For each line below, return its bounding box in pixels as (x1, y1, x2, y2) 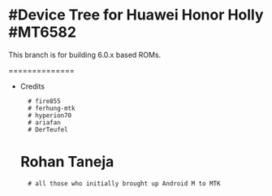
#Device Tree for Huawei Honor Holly (8, 6, 264, 24)
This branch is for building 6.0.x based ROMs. (8, 50, 162, 59)
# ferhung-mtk (28, 104, 76, 112)
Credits (19, 81, 45, 91)
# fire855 (28, 97, 61, 105)
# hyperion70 (28, 111, 72, 120)
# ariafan (28, 118, 61, 127)
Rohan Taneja (19, 153, 114, 172)
